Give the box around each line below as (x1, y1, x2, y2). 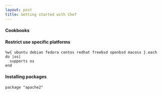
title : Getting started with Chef (5, 12, 77, 17)
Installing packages (5, 73, 47, 79)
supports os (9, 58, 35, 64)
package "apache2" (5, 84, 43, 90)
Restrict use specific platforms (5, 38, 71, 45)
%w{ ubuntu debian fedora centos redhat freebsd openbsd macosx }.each (5, 50, 157, 55)
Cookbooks (5, 27, 30, 33)
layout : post (5, 7, 32, 12)
